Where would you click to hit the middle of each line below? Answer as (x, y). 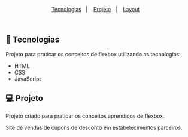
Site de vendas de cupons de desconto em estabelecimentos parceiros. (94, 127)
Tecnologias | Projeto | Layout (95, 9)
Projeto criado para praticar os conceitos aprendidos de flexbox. (85, 116)
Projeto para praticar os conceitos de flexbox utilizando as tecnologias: (93, 54)
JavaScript (28, 79)
